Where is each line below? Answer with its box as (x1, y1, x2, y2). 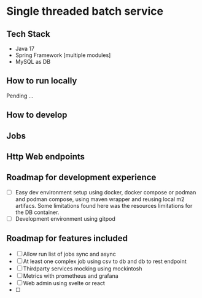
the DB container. (15, 208, 60, 216)
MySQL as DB (15, 58, 51, 65)
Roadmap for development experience (6, 172, 157, 183)
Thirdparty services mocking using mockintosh (23, 265, 142, 272)
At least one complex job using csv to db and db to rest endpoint (23, 258, 187, 265)
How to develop (6, 110, 68, 120)
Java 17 (15, 45, 35, 52)
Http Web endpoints (6, 151, 85, 162)
